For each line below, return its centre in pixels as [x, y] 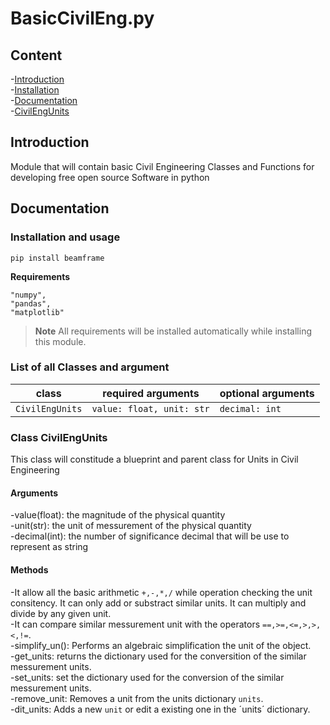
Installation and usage [65, 237]
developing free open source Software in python [110, 177]
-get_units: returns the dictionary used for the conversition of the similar [158, 656]
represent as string [49, 547]
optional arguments [267, 393]
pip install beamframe [57, 258]
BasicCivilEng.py [82, 18]
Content [36, 55]
